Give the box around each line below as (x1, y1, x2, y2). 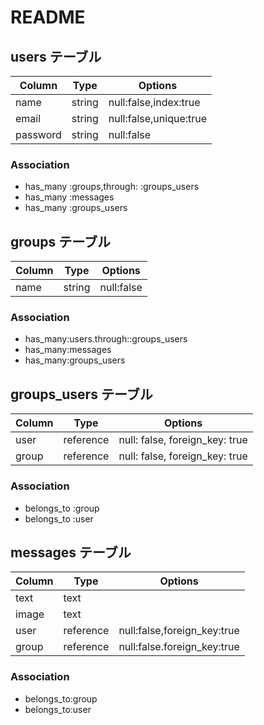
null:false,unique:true (108, 112, 208, 125)
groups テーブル (10, 233, 111, 250)
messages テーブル (10, 544, 132, 561)
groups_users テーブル (10, 386, 153, 403)
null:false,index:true (108, 96, 201, 109)
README (10, 6, 86, 29)
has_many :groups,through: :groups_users (24, 181, 200, 193)
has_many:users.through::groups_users (24, 333, 188, 345)
